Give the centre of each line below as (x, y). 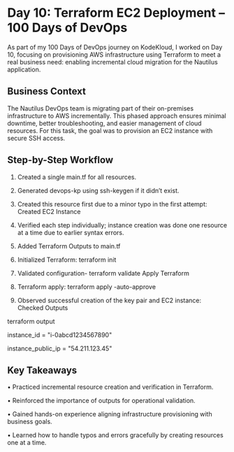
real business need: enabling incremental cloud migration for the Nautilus (112, 62)
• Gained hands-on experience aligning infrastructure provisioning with (110, 414)
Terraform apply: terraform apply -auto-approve (86, 287)
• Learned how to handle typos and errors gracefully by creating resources (115, 435)
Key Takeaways (42, 370)
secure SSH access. (36, 138)
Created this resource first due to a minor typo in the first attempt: (112, 204)
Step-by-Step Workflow (60, 160)
